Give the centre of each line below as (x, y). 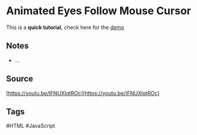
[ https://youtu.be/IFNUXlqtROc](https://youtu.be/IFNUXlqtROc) (83, 93)
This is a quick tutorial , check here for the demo (65, 27)
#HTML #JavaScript (30, 126)
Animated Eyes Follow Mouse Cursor (98, 11)
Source (20, 79)
